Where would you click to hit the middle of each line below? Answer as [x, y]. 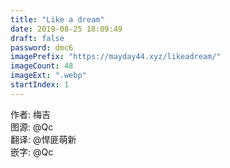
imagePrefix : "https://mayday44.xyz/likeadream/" [116, 57]
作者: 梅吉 [30, 114]
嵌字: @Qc [32, 152]
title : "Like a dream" [57, 19]
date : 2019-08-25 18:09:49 [66, 29]
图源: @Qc [32, 127]
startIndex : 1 [40, 85]
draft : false [37, 38]
